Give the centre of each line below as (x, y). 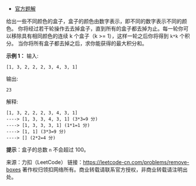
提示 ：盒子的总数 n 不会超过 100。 (48, 150)
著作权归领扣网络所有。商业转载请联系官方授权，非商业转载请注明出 (105, 169)
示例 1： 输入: (22, 56)
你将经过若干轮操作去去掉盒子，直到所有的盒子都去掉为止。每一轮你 (100, 29)
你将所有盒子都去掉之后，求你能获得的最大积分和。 (85, 43)
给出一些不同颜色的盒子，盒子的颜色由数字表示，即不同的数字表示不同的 (94, 21)
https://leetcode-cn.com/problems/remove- (136, 162)
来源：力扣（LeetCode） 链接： (45, 162)
